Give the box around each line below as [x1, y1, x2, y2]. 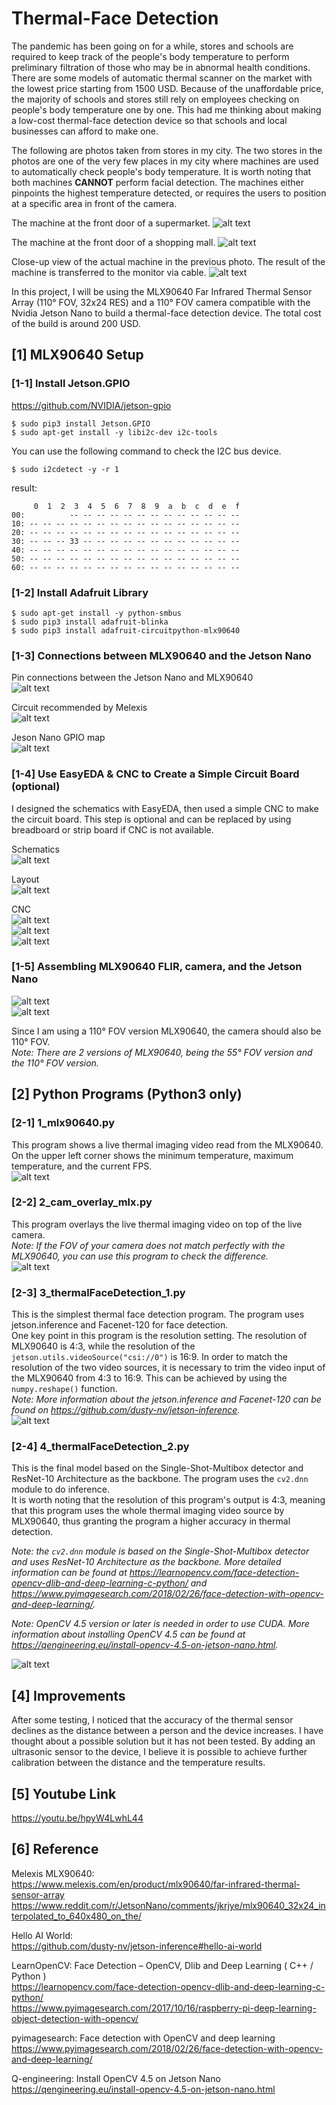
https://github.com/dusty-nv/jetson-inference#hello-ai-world [11, 1940, 263, 1952]
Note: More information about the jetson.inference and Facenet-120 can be [11, 1393, 322, 1406]
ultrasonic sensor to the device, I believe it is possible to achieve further [11, 1746, 308, 1758]
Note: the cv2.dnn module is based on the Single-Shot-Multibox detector [11, 1545, 310, 1557]
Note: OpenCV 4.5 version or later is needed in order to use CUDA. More [11, 1618, 310, 1630]
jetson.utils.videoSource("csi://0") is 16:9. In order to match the [11, 1351, 288, 1363]
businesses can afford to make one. [11, 125, 159, 137]
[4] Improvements [11, 1687, 126, 1704]
